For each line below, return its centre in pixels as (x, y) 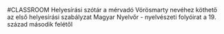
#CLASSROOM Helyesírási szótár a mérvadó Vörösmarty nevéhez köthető (112, 10)
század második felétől (40, 24)
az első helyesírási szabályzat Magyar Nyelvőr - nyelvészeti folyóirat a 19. (112, 17)
